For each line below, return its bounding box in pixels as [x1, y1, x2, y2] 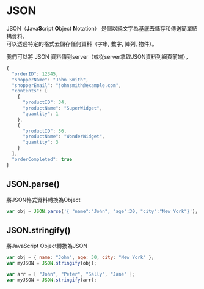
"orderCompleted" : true [12, 156, 72, 162]
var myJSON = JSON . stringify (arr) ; [6, 277, 97, 283]
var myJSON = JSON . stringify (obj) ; [6, 260, 97, 266]
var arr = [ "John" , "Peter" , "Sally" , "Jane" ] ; [6, 271, 136, 277]
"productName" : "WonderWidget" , [22, 133, 105, 140]
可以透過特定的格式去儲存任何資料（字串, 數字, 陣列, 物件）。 [6, 40, 158, 47]
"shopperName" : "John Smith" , [12, 77, 89, 83]
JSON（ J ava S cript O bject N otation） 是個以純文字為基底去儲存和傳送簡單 [6, 24, 192, 32]
